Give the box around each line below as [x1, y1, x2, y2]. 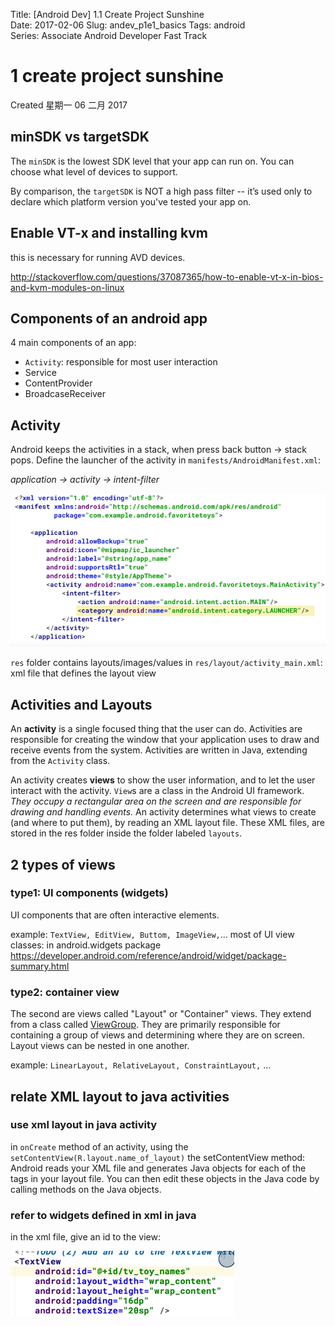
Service [24, 367, 57, 379]
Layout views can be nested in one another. [10, 1040, 190, 1052]
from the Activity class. [10, 755, 111, 767]
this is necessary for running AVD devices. [10, 251, 186, 263]
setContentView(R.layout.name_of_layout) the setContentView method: [10, 1151, 306, 1163]
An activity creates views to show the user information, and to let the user [10, 774, 316, 786]
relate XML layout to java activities [10, 1088, 230, 1105]
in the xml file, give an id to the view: [10, 1231, 161, 1243]
